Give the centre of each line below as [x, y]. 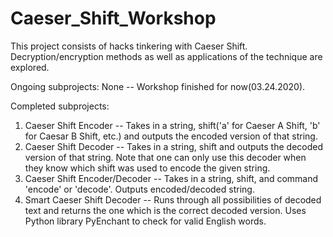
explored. [30, 67]
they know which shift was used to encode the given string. [147, 168]
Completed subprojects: [60, 106]
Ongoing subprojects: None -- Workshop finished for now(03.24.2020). [158, 86]
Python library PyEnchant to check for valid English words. [145, 221]
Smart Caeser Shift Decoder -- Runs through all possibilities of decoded [173, 199]
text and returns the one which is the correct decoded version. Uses [165, 210]
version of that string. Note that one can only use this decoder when [165, 157]
